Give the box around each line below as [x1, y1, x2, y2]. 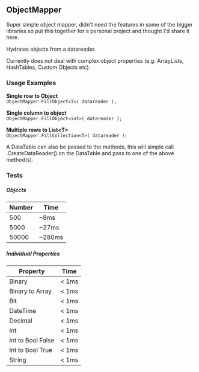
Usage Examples [6, 79, 57, 87]
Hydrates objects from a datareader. [6, 45, 96, 53]
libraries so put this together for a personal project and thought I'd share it [6, 27, 190, 34]
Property [19, 267, 45, 275]
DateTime [9, 306, 37, 315]
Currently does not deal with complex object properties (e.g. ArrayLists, [6, 57, 184, 64]
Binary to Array [9, 287, 52, 295]
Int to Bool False [9, 336, 55, 344]
